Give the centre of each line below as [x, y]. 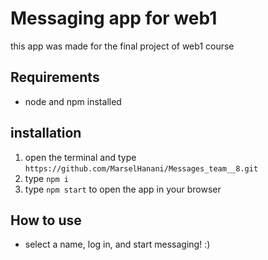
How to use [46, 220]
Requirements [55, 77]
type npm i [46, 178]
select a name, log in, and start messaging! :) [117, 244]
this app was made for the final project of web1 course [122, 46]
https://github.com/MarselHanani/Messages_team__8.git [141, 168]
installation [46, 133]
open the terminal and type [80, 157]
